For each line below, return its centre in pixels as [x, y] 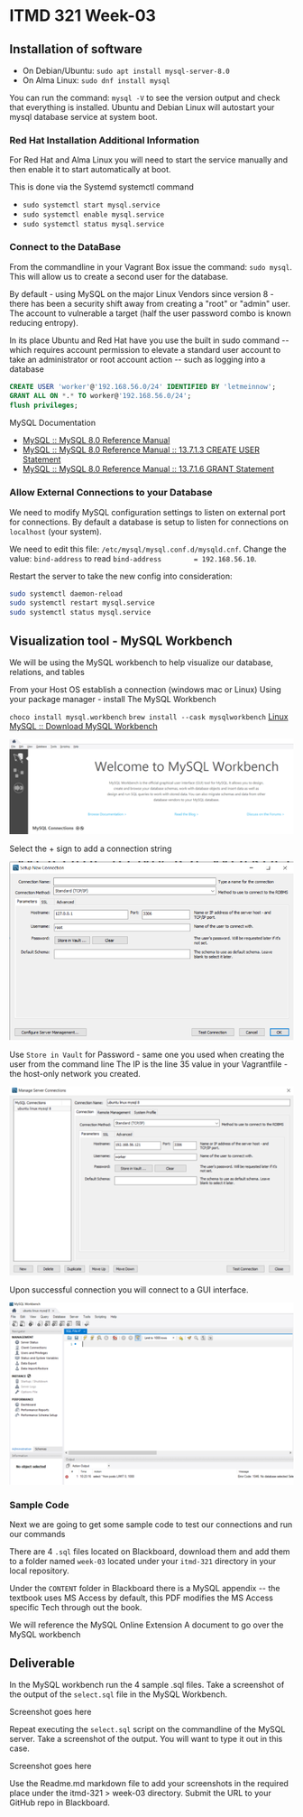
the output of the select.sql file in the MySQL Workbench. [119, 1694]
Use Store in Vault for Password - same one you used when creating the [147, 1055]
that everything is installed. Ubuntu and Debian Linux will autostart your [142, 107]
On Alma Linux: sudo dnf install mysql [96, 80]
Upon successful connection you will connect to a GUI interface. [129, 1289]
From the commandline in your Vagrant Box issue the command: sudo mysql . [151, 266]
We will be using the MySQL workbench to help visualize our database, [141, 662]
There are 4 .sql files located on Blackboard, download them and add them [150, 1552]
